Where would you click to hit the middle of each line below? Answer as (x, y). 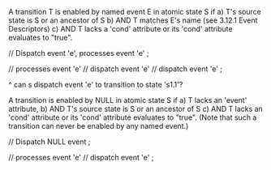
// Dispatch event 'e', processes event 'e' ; (79, 53)
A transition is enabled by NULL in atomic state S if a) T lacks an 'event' (128, 100)
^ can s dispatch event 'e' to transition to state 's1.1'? (96, 85)
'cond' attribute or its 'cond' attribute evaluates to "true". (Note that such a (133, 117)
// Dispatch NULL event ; (49, 142)
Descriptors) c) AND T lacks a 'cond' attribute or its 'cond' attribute (120, 29)
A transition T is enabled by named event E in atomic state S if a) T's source (135, 12)
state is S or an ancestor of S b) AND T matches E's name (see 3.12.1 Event (133, 20)
